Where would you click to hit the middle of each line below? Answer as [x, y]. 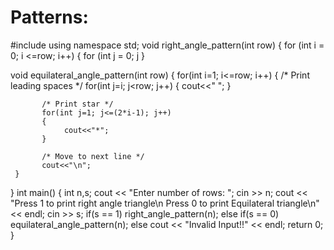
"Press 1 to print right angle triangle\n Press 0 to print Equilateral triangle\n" [165, 203]
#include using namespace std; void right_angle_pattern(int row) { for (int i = [167, 45]
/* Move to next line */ [93, 156]
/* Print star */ [77, 104]
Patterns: [49, 17]
